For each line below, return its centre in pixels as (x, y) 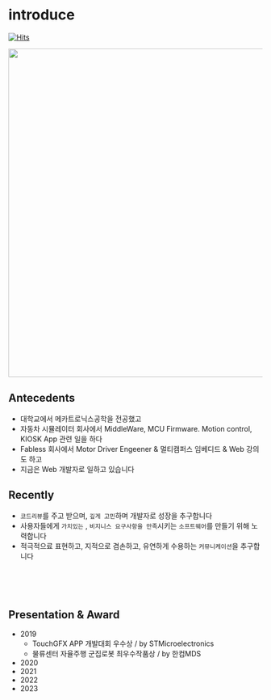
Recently (31, 495)
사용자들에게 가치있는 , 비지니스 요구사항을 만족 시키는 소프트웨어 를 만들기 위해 (135, 525)
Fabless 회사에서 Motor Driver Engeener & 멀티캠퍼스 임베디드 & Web (132, 449)
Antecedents (42, 398)
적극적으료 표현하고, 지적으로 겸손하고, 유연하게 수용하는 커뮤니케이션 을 (129, 546)
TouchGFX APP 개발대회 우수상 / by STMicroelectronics (123, 643)
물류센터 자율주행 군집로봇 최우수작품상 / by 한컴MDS (117, 654)
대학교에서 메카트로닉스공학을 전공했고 (81, 419)
